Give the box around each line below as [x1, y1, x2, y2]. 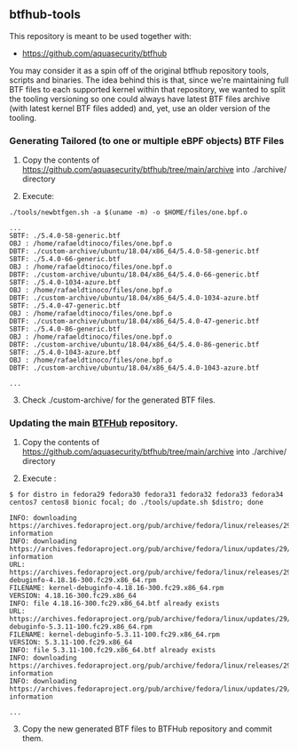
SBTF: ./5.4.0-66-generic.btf [9, 255, 122, 264]
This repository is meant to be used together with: [9, 30, 192, 41]
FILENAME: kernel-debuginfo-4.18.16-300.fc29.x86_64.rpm [9, 584, 224, 593]
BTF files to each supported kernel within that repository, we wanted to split [9, 84, 286, 94]
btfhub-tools [9, 7, 82, 22]
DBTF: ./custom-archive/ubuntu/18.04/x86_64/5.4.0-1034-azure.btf [9, 293, 260, 303]
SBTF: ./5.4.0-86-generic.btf [9, 324, 122, 334]
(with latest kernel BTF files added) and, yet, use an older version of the [9, 102, 271, 114]
